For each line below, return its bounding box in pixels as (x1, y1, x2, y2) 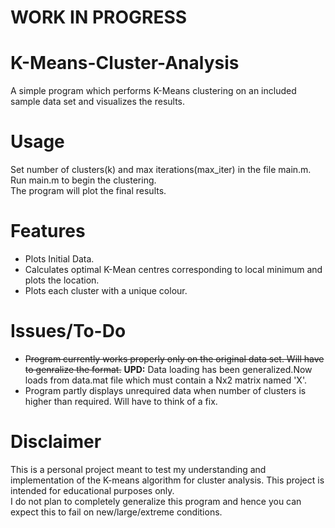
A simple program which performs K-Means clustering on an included (10, 85, 297, 97)
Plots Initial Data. (24, 253, 95, 265)
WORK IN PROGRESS (10, 6, 188, 29)
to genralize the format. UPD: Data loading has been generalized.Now (24, 363, 313, 375)
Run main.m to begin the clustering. (10, 174, 157, 186)
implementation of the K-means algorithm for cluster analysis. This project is (10, 474, 325, 486)
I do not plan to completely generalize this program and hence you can (10, 495, 302, 507)
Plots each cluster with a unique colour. (24, 285, 188, 296)
